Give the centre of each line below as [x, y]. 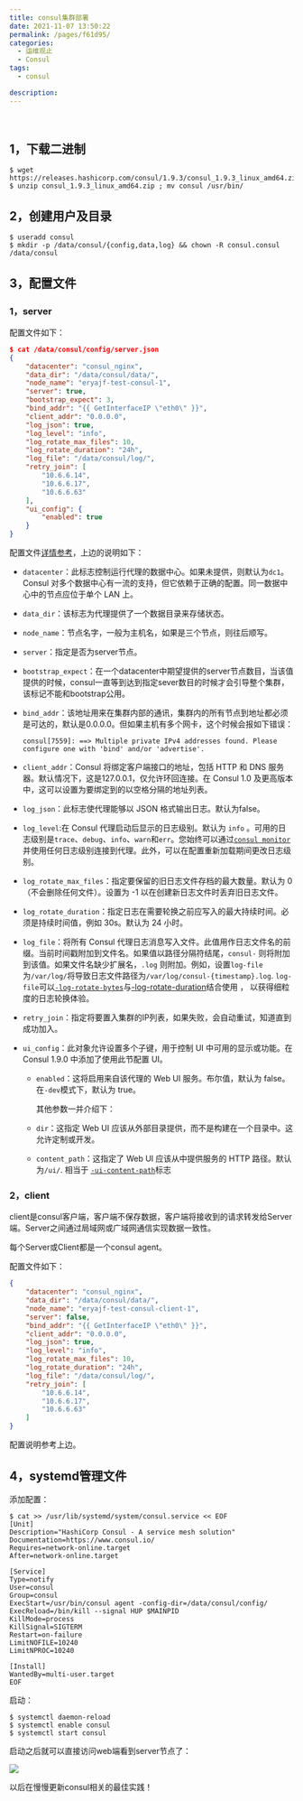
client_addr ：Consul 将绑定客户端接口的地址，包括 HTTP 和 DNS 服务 [153, 767]
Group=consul [34, 1595]
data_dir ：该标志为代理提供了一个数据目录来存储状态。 [126, 614]
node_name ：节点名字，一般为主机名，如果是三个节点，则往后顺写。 [147, 633]
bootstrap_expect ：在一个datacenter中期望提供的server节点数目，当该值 [158, 671]
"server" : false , [58, 1317]
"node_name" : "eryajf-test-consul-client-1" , [113, 1309]
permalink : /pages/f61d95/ [60, 34]
